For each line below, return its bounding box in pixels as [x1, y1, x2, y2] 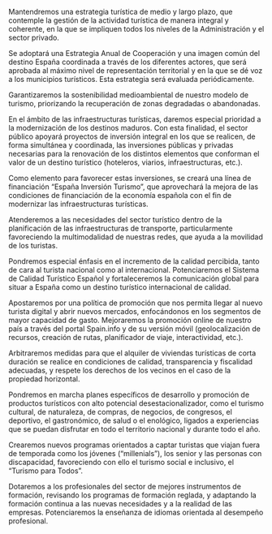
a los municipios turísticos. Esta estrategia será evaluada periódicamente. [8, 75, 255, 84]
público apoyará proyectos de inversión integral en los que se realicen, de [8, 131, 256, 141]
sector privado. [8, 32, 59, 42]
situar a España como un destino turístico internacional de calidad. [8, 282, 231, 291]
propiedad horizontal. [8, 374, 80, 384]
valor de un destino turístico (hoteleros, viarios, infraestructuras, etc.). [8, 157, 244, 167]
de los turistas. [8, 241, 58, 250]
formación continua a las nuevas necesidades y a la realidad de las [8, 499, 233, 508]
